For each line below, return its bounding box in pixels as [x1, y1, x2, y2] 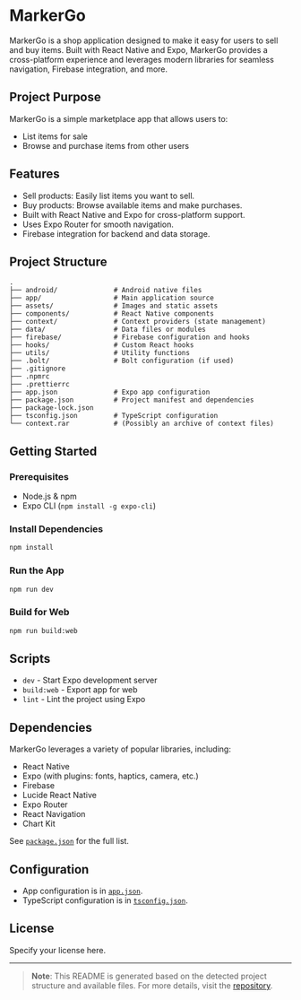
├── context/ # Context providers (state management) [9, 317, 267, 326]
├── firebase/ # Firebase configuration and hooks [9, 333, 251, 342]
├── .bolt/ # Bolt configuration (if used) [9, 356, 235, 366]
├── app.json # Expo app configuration [9, 387, 211, 397]
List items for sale [21, 131, 88, 142]
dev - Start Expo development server [21, 674, 158, 686]
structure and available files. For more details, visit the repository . [30, 979, 273, 991]
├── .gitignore [9, 364, 66, 373]
